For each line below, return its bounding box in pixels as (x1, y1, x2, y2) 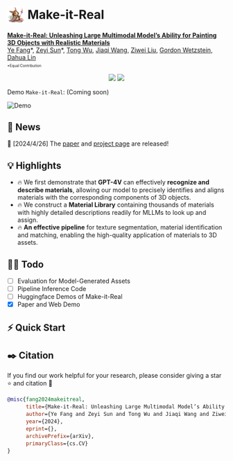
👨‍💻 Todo (7, 259, 44, 270)
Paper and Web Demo (17, 300, 80, 308)
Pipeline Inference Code (17, 285, 87, 293)
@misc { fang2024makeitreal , (7, 396, 85, 403)
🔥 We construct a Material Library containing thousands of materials (17, 200, 215, 209)
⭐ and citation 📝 (7, 379, 53, 388)
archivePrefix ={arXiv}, (25, 433, 95, 440)
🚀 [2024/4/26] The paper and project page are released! (7, 139, 169, 148)
